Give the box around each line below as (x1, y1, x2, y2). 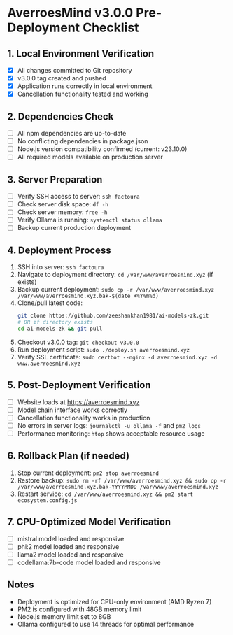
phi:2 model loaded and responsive (17, 542, 120, 550)
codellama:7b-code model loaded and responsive (17, 558, 161, 566)
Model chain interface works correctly (17, 406, 128, 414)
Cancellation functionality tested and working (17, 90, 148, 99)
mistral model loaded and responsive (17, 534, 125, 543)
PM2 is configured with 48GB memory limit (17, 605, 142, 613)
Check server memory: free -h (17, 208, 108, 216)
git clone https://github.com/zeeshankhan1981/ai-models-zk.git (17, 313, 209, 320)
